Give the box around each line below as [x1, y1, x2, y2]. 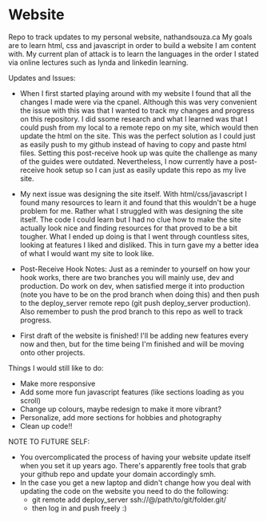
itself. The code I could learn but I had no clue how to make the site [19, 214, 241, 224]
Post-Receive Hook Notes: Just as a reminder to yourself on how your [19, 264, 250, 274]
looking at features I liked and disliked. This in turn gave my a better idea [19, 240, 259, 250]
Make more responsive [19, 379, 96, 388]
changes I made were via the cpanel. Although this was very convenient [19, 97, 257, 106]
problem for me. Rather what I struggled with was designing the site [19, 206, 244, 215]
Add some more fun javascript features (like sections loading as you [19, 387, 245, 397]
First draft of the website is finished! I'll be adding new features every [19, 331, 249, 340]
